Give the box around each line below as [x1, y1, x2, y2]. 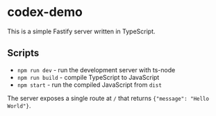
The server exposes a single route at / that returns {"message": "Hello [7, 94, 210, 102]
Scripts [7, 47, 40, 59]
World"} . [7, 101, 31, 110]
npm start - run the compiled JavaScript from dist [17, 81, 162, 89]
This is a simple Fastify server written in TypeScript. [7, 27, 156, 35]
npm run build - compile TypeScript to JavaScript [17, 73, 160, 81]
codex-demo [7, 4, 83, 20]
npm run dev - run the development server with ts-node [17, 65, 176, 74]
